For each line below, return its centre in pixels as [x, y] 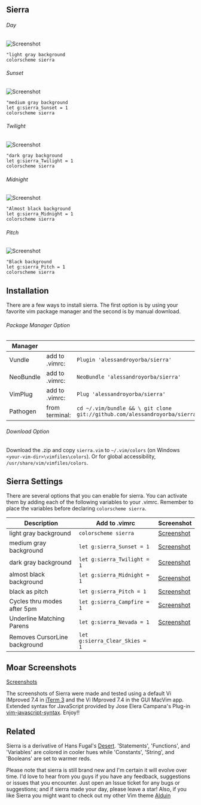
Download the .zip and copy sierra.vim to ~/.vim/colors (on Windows [93, 450]
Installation [28, 290]
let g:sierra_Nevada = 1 [114, 622]
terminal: [59, 415]
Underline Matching [37, 618]
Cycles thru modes [36, 602]
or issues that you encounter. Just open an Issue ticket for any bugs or [93, 783]
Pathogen [23, 411]
